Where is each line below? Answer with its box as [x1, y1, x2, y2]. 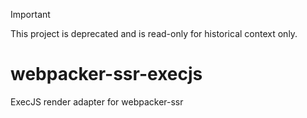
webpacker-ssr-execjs [10, 63, 203, 86]
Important [10, 9, 51, 20]
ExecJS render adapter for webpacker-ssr [10, 95, 184, 108]
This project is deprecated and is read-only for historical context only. [10, 28, 298, 39]
